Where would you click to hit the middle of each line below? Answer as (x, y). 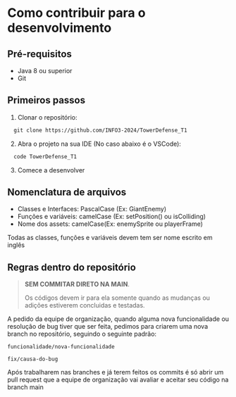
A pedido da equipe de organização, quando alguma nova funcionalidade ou (118, 319)
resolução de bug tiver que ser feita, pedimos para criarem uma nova (108, 327)
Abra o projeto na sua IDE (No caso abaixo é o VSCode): (99, 144)
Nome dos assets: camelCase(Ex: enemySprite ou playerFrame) (110, 224)
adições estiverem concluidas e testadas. (85, 305)
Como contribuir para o (76, 13)
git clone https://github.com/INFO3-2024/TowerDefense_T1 (101, 130)
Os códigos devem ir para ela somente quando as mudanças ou (117, 298)
